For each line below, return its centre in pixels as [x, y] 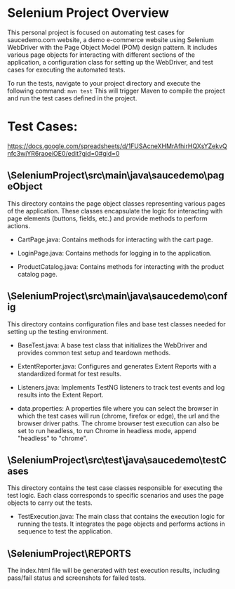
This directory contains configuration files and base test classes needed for [116, 324]
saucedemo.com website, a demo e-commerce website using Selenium [110, 39]
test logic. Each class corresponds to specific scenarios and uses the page [116, 496]
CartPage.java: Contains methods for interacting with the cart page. [115, 239]
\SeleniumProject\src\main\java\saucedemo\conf [117, 296]
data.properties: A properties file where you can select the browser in [118, 408]
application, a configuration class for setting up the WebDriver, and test [110, 62]
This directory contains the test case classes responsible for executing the [115, 488]
